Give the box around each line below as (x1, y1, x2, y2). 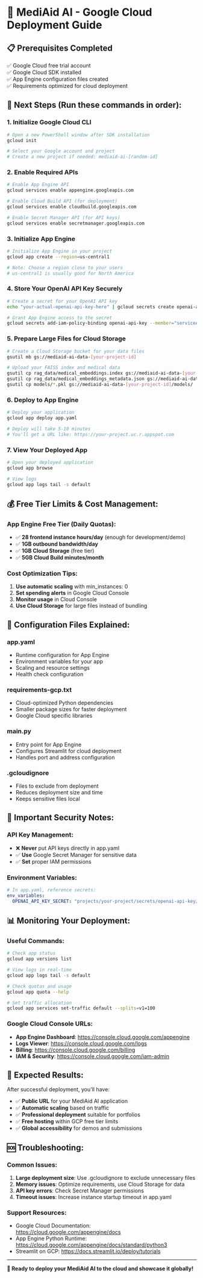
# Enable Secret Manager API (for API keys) (7, 214, 120, 220)
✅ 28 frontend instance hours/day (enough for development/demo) (15, 534, 186, 541)
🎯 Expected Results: (7, 1070, 84, 1080)
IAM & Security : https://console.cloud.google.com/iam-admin (15, 1052, 169, 1059)
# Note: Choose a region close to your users (7, 264, 123, 270)
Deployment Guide (7, 18, 102, 32)
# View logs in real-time (7, 967, 72, 973)
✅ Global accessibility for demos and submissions (15, 1124, 142, 1132)
